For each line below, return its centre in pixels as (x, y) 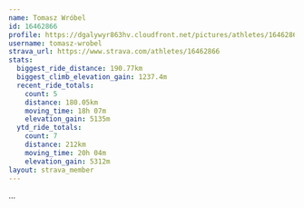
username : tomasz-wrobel (55, 43)
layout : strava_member (51, 170)
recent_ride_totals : (55, 85)
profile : (25, 35)
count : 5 (41, 94)
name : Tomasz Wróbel (48, 18)
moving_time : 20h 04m (65, 153)
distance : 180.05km (62, 102)
